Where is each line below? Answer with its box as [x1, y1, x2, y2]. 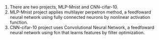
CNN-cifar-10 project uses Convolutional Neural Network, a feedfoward [9, 25, 155, 30]
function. [9, 19, 28, 25]
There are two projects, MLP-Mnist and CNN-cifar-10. [9, 4, 119, 10]
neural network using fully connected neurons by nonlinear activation [9, 14, 151, 20]
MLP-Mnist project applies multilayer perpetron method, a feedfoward [9, 9, 151, 15]
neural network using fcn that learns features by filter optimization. [9, 30, 145, 35]
